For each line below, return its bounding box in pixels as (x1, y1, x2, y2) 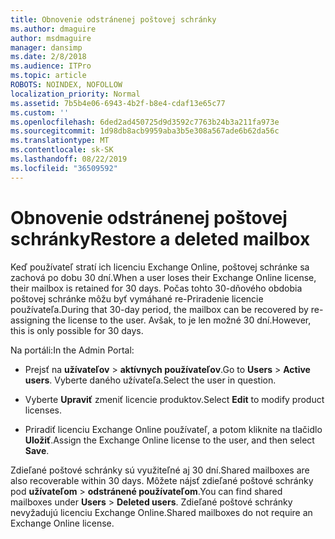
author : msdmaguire (10, 33, 92, 43)
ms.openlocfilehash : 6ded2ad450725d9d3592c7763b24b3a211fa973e (10, 117, 280, 127)
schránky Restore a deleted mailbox (10, 227, 311, 250)
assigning (10, 314, 51, 326)
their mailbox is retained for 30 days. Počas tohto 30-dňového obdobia (10, 282, 303, 294)
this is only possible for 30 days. (10, 324, 144, 336)
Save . (24, 444, 50, 456)
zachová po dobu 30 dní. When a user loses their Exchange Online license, (10, 271, 317, 283)
